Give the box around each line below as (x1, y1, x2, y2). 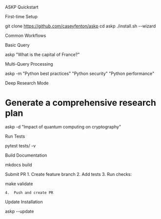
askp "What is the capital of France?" (5, 51, 80, 57)
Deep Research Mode (5, 80, 49, 86)
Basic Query (5, 42, 30, 48)
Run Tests (5, 133, 25, 139)
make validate (5, 181, 33, 187)
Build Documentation (5, 152, 47, 158)
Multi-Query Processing (5, 61, 53, 67)
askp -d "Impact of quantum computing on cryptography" (5, 123, 121, 129)
